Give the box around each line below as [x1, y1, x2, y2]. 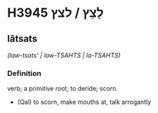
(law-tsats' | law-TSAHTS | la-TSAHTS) [7, 51, 121, 59]
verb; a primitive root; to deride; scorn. [7, 84, 118, 93]
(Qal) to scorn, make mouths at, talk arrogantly [17, 98, 152, 106]
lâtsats [7, 33, 38, 45]
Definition [7, 68, 42, 78]
